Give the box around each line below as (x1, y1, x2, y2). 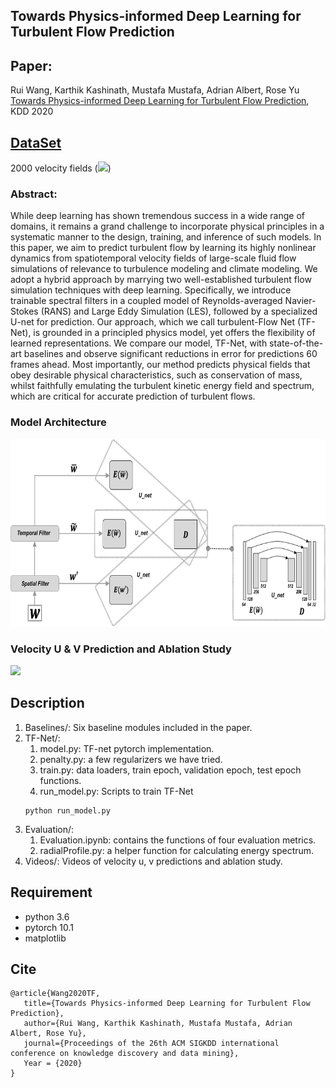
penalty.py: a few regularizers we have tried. (39, 753, 223, 765)
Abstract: (10, 187, 58, 201)
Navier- (284, 295, 317, 307)
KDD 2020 (10, 105, 54, 118)
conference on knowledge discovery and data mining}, (10, 1049, 240, 1059)
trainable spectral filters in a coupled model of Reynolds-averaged (10, 295, 283, 307)
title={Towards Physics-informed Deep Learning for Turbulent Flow (23, 999, 311, 1009)
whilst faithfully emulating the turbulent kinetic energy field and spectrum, (10, 380, 315, 392)
